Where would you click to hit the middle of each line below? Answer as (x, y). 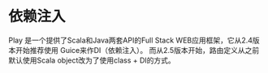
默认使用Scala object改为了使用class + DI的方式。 (92, 60)
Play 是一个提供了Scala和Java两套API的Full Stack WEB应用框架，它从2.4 (131, 40)
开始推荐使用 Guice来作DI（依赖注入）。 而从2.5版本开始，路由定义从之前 (137, 50)
